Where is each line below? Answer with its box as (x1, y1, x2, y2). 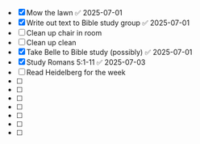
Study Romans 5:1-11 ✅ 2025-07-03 (26, 57, 146, 67)
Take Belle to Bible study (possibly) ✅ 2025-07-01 (26, 48, 193, 57)
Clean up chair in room (26, 28, 102, 37)
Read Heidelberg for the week (26, 68, 127, 77)
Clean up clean (26, 38, 77, 47)
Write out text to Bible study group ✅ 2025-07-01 (26, 18, 190, 28)
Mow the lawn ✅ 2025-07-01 (26, 8, 123, 17)
